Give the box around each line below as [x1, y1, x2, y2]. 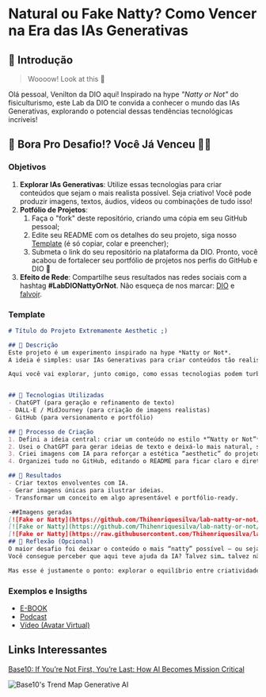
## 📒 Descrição [8, 341, 59, 349]
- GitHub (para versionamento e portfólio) [8, 413, 154, 421]
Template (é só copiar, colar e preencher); [31, 239, 169, 248]
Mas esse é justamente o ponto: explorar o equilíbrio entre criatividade [8, 566, 260, 575]
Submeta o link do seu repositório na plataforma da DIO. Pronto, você [31, 247, 258, 256]
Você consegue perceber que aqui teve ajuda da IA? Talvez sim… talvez [8, 552, 249, 560]
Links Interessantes [8, 643, 108, 657]
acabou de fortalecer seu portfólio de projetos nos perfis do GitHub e [31, 255, 258, 265]
